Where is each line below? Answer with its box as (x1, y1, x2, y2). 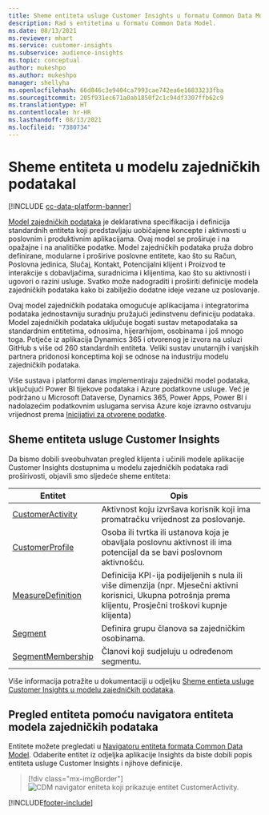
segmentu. (101, 656, 142, 667)
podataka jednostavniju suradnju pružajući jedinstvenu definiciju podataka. (8, 309, 255, 319)
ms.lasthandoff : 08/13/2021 (8, 116, 102, 124)
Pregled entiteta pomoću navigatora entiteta (8, 708, 234, 721)
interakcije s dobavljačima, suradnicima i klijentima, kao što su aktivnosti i (8, 267, 251, 277)
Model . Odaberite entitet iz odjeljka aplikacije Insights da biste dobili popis (8, 750, 253, 760)
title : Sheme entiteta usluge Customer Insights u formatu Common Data (8, 11, 252, 20)
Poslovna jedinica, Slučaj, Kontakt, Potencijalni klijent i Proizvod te (8, 259, 227, 269)
